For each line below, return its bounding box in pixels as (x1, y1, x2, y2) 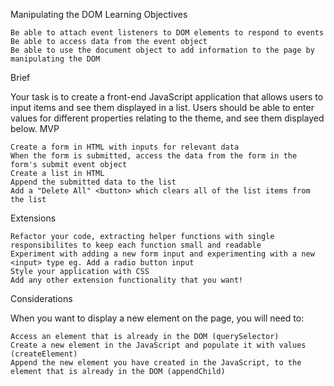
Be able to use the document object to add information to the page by (10, 45, 315, 55)
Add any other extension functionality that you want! (10, 275, 244, 285)
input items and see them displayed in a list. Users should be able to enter (10, 102, 315, 113)
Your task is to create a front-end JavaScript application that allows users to (10, 91, 324, 103)
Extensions (10, 212, 57, 224)
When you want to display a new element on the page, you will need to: (10, 312, 305, 324)
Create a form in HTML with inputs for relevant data (10, 142, 240, 152)
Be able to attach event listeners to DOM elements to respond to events (10, 28, 325, 38)
